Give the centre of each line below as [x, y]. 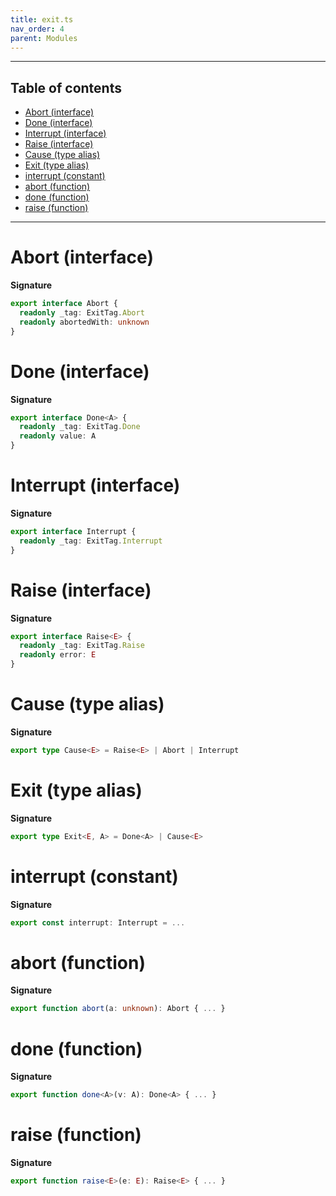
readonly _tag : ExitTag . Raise [82, 646]
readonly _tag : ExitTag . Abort [82, 313]
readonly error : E [58, 655]
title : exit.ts [42, 19]
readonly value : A [58, 436]
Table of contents [66, 87]
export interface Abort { [64, 304]
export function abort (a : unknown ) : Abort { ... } [118, 1009]
